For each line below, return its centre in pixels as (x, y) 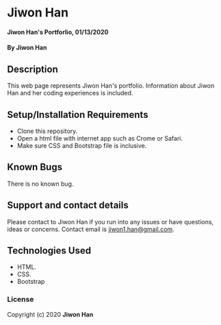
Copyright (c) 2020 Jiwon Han (50, 314)
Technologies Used (49, 251)
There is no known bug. (40, 184)
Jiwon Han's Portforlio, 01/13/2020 (58, 32)
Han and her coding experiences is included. (70, 93)
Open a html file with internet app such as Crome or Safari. (100, 138)
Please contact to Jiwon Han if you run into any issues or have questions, (110, 221)
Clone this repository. (47, 131)
